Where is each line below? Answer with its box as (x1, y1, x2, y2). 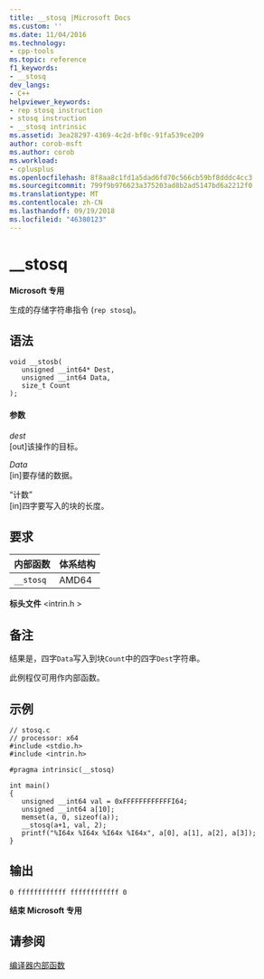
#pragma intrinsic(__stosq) (9, 766, 116, 775)
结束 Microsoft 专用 (9, 905, 83, 916)
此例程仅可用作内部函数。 (9, 673, 105, 683)
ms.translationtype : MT (9, 190, 99, 199)
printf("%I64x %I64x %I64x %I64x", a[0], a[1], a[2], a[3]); (21, 829, 257, 838)
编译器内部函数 (9, 959, 65, 970)
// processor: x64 (9, 734, 79, 743)
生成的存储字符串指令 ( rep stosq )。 (9, 304, 142, 315)
